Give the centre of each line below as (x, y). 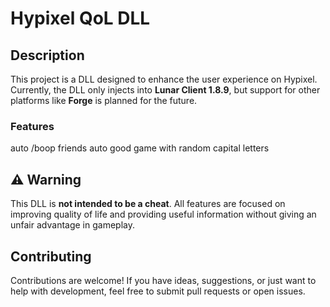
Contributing (51, 256)
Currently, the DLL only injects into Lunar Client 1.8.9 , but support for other (165, 90)
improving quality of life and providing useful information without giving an (163, 214)
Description (47, 55)
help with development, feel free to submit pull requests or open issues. (158, 291)
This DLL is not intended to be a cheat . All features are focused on (148, 204)
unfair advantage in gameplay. (72, 225)
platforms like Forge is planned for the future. (104, 100)
